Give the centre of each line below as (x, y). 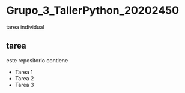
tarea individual (25, 27)
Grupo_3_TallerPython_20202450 (92, 10)
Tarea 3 (24, 85)
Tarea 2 (24, 78)
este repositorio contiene (37, 60)
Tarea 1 (24, 72)
